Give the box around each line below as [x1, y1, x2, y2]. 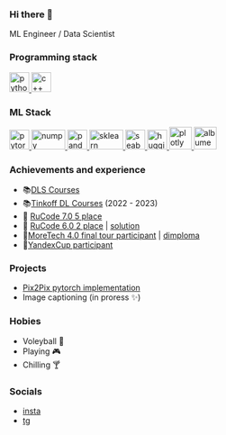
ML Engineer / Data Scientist [9, 29, 115, 40]
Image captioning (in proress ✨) [22, 292, 141, 303]
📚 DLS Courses [22, 185, 80, 195]
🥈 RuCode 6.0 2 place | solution [22, 221, 140, 231]
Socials [9, 385, 42, 397]
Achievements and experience [9, 163, 146, 176]
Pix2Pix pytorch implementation [22, 283, 141, 294]
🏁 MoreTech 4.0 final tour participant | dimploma [22, 230, 200, 241]
